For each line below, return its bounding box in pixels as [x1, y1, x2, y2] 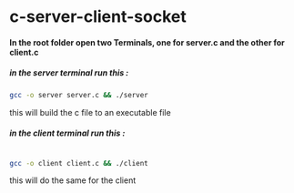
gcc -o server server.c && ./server [9, 90, 148, 99]
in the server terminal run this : [9, 67, 129, 78]
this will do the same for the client [9, 175, 137, 186]
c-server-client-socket [9, 6, 187, 27]
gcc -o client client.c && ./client [9, 158, 148, 168]
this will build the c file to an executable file [9, 107, 171, 117]
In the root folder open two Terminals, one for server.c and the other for [9, 36, 285, 47]
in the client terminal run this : [9, 127, 126, 138]
